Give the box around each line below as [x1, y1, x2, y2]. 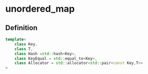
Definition [5, 23, 37, 32]
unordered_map [5, 3, 75, 15]
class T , [14, 46, 33, 52]
